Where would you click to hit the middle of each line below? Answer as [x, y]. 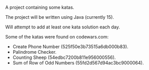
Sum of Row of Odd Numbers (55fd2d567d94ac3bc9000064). [78, 63]
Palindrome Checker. [35, 52]
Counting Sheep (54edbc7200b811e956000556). [64, 57]
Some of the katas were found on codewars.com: [57, 37]
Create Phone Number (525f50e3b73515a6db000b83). [70, 47]
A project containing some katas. [40, 7]
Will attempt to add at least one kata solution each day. [63, 27]
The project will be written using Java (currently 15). [60, 17]
